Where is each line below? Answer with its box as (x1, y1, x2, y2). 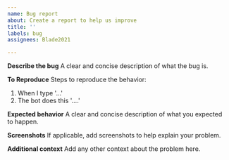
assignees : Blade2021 (7, 36, 71, 44)
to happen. (7, 117, 39, 126)
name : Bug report (7, 10, 58, 18)
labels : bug (7, 29, 42, 37)
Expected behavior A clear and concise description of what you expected (7, 110, 223, 119)
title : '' (7, 23, 37, 30)
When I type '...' (17, 89, 63, 98)
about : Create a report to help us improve (7, 17, 137, 24)
